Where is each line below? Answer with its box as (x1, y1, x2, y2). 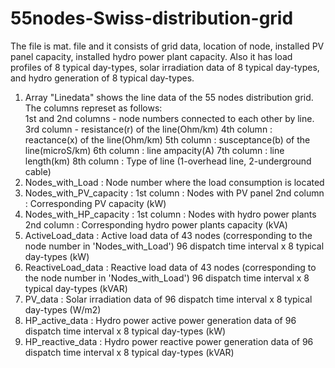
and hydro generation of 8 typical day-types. (10, 72, 195, 84)
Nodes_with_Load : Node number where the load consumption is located (24, 176, 325, 188)
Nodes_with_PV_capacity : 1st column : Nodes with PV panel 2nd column (24, 187, 325, 199)
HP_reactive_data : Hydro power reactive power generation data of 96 (24, 335, 314, 347)
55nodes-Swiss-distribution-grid (10, 7, 294, 30)
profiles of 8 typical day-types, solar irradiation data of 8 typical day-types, (10, 61, 320, 73)
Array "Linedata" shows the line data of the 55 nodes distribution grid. (24, 91, 314, 103)
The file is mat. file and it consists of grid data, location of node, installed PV (10, 40, 325, 52)
